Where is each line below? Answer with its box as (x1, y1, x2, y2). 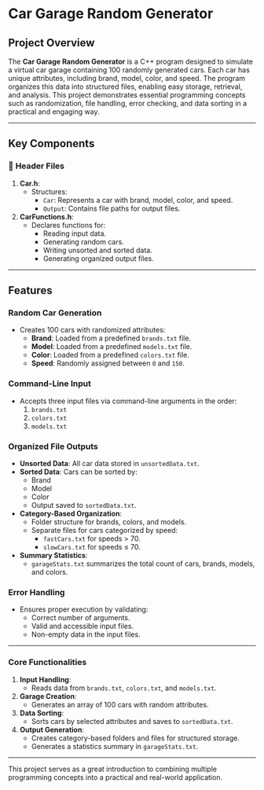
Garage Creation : (19, 691, 77, 700)
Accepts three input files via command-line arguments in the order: (19, 396, 237, 406)
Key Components (8, 137, 95, 150)
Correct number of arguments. (31, 613, 131, 623)
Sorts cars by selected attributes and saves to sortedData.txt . (31, 716, 233, 726)
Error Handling (8, 586, 65, 597)
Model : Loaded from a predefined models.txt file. (31, 342, 192, 351)
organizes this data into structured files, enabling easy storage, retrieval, (8, 82, 243, 91)
